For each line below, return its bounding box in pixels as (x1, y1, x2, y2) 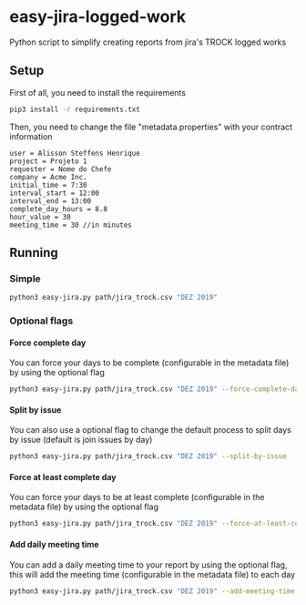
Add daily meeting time (9, 538, 99, 549)
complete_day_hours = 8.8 (9, 204, 107, 213)
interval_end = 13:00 (9, 196, 92, 206)
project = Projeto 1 (9, 157, 88, 166)
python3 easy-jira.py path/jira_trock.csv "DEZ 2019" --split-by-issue (9, 452, 287, 461)
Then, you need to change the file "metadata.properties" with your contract (9, 121, 293, 132)
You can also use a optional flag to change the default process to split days (9, 425, 291, 436)
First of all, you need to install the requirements (9, 87, 187, 97)
